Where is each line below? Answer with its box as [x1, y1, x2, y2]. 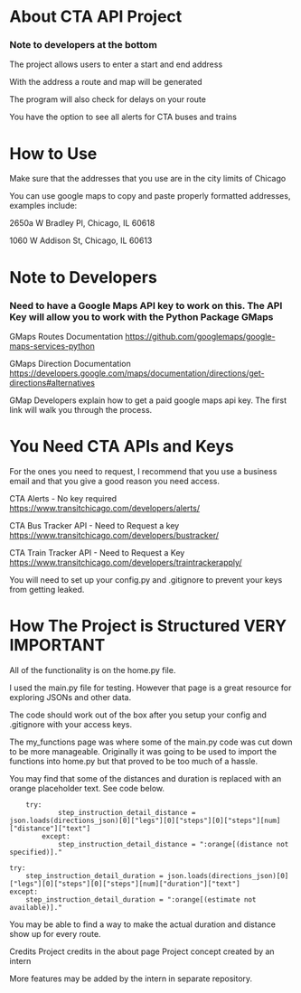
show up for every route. [9, 928, 101, 939]
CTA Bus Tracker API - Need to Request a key [9, 520, 180, 530]
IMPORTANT [9, 635, 106, 656]
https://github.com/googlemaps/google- [125, 331, 276, 342]
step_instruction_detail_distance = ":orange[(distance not [57, 839, 289, 848]
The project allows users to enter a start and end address [9, 59, 223, 70]
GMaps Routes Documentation [9, 331, 124, 342]
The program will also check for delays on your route [9, 94, 206, 105]
